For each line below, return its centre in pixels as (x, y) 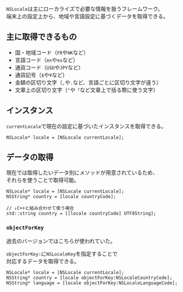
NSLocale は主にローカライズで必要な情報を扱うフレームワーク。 (85, 9)
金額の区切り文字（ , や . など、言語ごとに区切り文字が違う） (88, 82)
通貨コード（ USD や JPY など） (49, 67)
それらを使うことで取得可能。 (43, 180)
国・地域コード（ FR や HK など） (52, 52)
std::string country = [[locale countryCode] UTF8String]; (81, 214)
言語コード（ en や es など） (47, 60)
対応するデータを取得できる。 (43, 261)
